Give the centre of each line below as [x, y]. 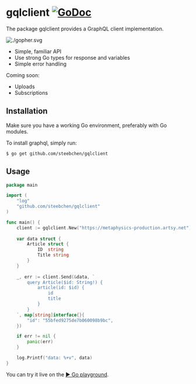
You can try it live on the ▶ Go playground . [57, 374]
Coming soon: [23, 75]
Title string [53, 255]
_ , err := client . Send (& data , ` [56, 277]
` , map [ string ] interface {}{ [50, 315]
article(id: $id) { [61, 288]
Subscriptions [31, 92]
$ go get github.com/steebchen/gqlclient [57, 153]
